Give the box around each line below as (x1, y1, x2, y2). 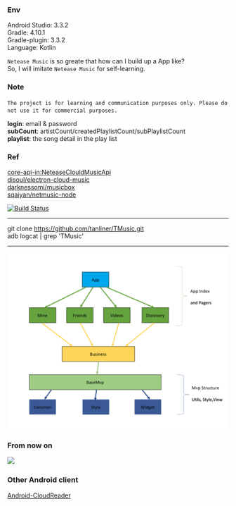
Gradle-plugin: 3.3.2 (7, 36, 65, 44)
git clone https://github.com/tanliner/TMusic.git (7, 224, 144, 233)
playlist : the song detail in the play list (7, 134, 117, 142)
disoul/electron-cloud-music (7, 175, 90, 184)
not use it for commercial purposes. (7, 107, 118, 114)
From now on (7, 440, 53, 450)
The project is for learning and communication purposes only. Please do (7, 99, 228, 106)
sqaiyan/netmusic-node (7, 190, 77, 199)
